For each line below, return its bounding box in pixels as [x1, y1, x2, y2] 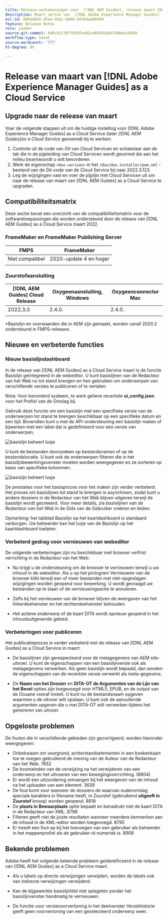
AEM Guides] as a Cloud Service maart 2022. [5, 221, 99, 227]
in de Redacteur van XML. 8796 [12, 809, 78, 815]
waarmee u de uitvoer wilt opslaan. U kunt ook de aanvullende [12, 696, 141, 702]
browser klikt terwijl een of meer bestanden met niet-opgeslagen [12, 575, 146, 582]
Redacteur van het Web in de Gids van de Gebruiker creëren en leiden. [5, 505, 151, 511]
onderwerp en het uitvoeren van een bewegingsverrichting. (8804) [12, 772, 151, 778]
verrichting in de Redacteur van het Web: [5, 555, 90, 561]
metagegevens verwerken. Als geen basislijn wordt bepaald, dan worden [12, 665, 163, 672]
